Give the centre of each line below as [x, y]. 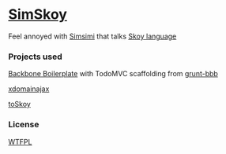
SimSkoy [38, 15]
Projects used [36, 57]
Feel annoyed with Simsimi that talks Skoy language [92, 36]
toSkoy [20, 104]
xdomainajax [29, 89]
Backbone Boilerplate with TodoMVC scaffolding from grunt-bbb [113, 74]
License [24, 125]
